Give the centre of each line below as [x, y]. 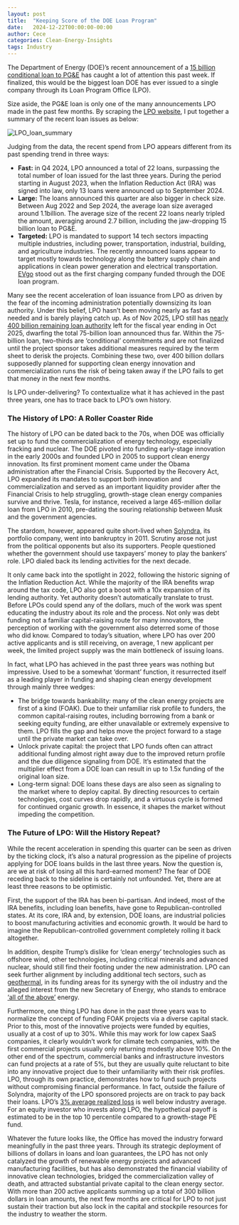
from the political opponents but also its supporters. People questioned [111, 546]
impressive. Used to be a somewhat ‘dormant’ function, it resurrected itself [117, 672]
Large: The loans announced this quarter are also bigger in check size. [122, 198]
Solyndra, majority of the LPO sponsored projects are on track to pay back [116, 1094]
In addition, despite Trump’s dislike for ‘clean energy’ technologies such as [117, 952]
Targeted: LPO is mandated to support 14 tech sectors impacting [113, 236]
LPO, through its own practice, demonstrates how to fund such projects [112, 1079]
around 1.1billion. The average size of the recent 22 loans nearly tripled [121, 213]
